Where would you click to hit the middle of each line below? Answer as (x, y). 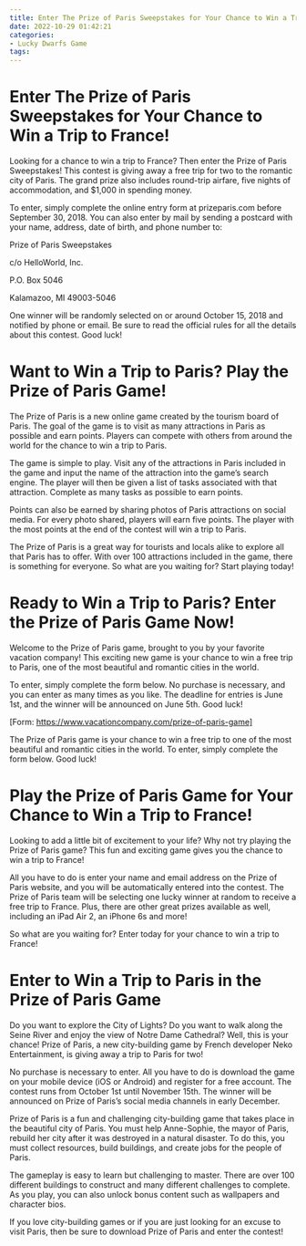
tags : (20, 52)
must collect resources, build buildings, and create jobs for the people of (146, 1147)
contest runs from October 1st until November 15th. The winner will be (141, 1091)
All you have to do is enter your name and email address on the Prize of (143, 877)
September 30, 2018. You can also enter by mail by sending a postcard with (151, 218)
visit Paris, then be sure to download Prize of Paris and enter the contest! (147, 1231)
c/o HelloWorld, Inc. (46, 263)
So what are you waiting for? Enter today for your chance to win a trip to (144, 934)
